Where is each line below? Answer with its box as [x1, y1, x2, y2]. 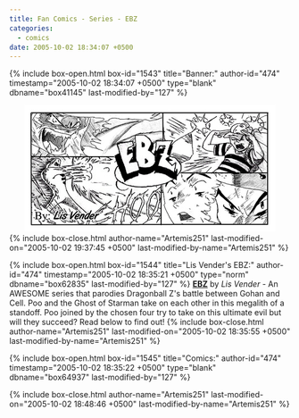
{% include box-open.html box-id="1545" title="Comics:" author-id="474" [9, 353, 282, 364]
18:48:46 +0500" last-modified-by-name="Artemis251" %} [73, 398, 290, 410]
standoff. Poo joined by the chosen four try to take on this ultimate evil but [9, 307, 282, 318]
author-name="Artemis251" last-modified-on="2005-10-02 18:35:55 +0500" [9, 326, 291, 337]
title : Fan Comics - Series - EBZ [9, 14, 138, 23]
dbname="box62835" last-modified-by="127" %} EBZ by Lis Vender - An [9, 279, 278, 289]
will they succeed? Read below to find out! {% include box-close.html [9, 317, 265, 328]
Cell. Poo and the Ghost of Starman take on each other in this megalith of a [9, 297, 285, 308]
